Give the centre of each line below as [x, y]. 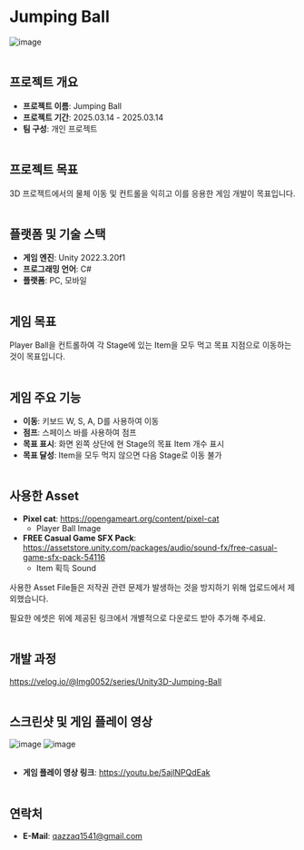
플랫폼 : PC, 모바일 [55, 281]
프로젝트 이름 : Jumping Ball [72, 105]
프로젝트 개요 [44, 82]
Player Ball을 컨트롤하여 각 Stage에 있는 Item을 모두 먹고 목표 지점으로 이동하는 [151, 345]
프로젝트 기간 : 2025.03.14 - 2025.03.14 [93, 117]
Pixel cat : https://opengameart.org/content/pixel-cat [121, 519]
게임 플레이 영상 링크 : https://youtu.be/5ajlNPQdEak [116, 773]
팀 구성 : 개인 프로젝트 [60, 128]
